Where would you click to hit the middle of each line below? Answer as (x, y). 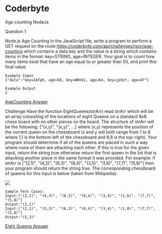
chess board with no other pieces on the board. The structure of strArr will (80, 121)
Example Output (20, 88)
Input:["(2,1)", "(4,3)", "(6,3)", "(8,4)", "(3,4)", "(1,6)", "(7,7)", (80, 195)
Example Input (19, 76)
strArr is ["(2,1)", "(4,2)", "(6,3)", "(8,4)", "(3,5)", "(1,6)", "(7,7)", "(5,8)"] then (80, 163)
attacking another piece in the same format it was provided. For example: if (80, 158)
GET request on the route (30, 46)
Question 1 (16, 31)
